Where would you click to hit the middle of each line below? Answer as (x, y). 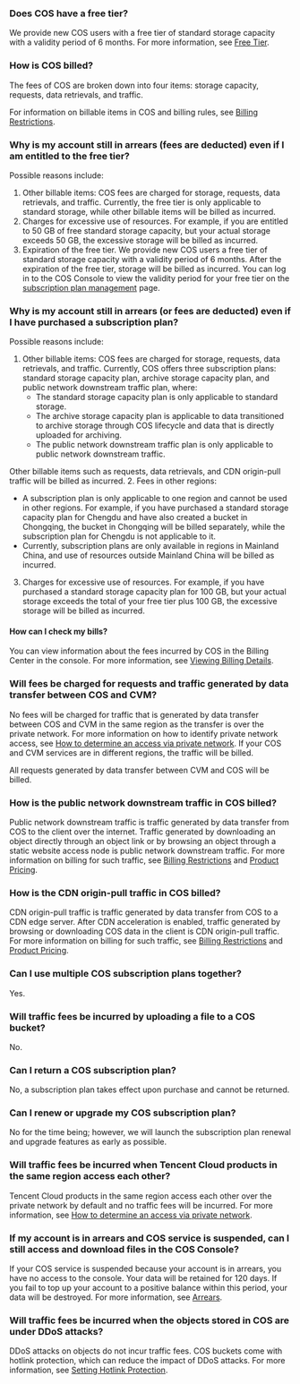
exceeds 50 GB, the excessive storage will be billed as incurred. (140, 240)
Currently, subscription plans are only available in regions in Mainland (150, 546)
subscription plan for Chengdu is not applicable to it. (119, 536)
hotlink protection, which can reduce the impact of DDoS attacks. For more (147, 1361)
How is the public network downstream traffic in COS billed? (143, 802)
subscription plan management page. (91, 287)
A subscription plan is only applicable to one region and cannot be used (154, 499)
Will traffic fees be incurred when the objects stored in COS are (149, 1320)
